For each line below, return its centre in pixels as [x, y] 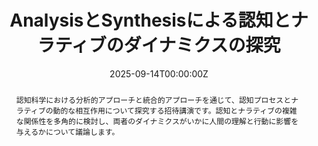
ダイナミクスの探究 [202, 45]
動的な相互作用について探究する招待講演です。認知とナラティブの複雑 [175, 110]
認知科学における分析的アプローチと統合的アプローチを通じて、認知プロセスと [153, 99]
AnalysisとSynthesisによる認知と [150, 20]
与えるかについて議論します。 [67, 131]
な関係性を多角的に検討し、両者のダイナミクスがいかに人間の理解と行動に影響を [157, 121]
